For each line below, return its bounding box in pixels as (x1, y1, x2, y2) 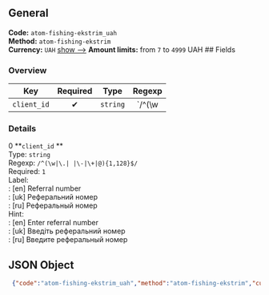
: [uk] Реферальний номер (8, 192, 98, 202)
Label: (8, 176, 29, 185)
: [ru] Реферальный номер (8, 200, 98, 211)
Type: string (8, 150, 50, 160)
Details (8, 123, 37, 135)
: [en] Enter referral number (8, 218, 98, 228)
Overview (8, 64, 47, 75)
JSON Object (8, 258, 74, 272)
